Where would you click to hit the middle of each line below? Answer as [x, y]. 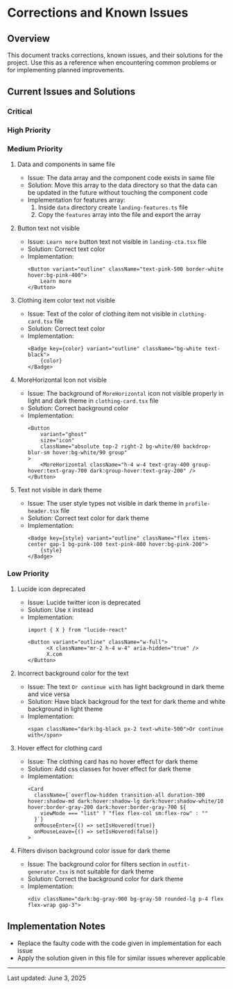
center [37, 544]
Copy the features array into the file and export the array [119, 214]
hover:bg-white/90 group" [90, 452]
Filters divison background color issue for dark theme [94, 851]
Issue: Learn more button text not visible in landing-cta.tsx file [117, 241]
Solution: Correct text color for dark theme [88, 518]
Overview [29, 39]
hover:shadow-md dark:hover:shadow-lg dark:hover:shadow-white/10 [126, 801]
